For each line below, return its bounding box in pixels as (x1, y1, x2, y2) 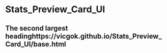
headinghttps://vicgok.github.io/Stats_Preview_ (5, 32, 162, 40)
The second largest (5, 24, 68, 33)
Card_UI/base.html (5, 40, 66, 48)
